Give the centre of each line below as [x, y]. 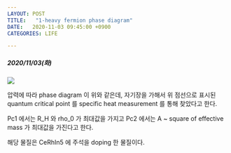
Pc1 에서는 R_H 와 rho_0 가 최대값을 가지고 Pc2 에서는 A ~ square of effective [115, 119]
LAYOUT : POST [26, 14]
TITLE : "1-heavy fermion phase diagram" [70, 20]
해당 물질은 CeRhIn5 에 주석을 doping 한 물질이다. [76, 142]
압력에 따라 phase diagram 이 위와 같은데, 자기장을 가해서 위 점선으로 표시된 [112, 95]
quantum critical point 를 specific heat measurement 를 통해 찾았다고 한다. [112, 104]
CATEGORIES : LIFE [33, 33]
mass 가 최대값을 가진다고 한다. [50, 128]
